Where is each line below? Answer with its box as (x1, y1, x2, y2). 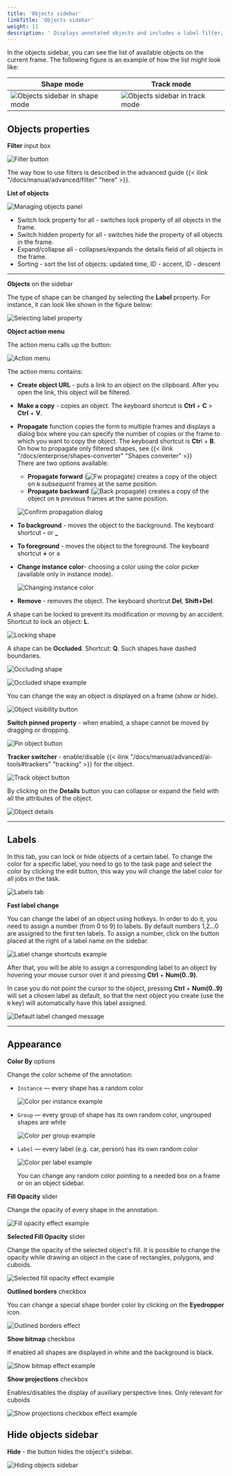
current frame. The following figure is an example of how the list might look (7, 56, 221, 64)
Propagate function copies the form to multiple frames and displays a (17, 422, 215, 430)
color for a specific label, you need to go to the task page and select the (7, 860, 212, 868)
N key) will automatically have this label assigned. (7, 999, 147, 1007)
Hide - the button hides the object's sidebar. (7, 1447, 133, 1455)
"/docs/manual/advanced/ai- (130, 753, 213, 761)
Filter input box (7, 142, 51, 150)
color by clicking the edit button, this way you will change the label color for (7, 867, 222, 875)
